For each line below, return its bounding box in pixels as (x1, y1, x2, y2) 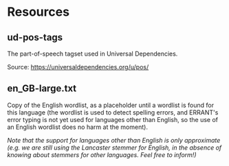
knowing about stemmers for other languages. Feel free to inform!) (7, 150, 197, 158)
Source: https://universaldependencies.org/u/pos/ (7, 63, 149, 71)
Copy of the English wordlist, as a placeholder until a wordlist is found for (7, 101, 215, 109)
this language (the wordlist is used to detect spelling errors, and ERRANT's (7, 108, 219, 117)
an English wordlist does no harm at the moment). (7, 123, 148, 131)
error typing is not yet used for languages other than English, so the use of (7, 115, 219, 123)
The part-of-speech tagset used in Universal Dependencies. (7, 49, 178, 58)
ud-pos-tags (7, 32, 63, 43)
